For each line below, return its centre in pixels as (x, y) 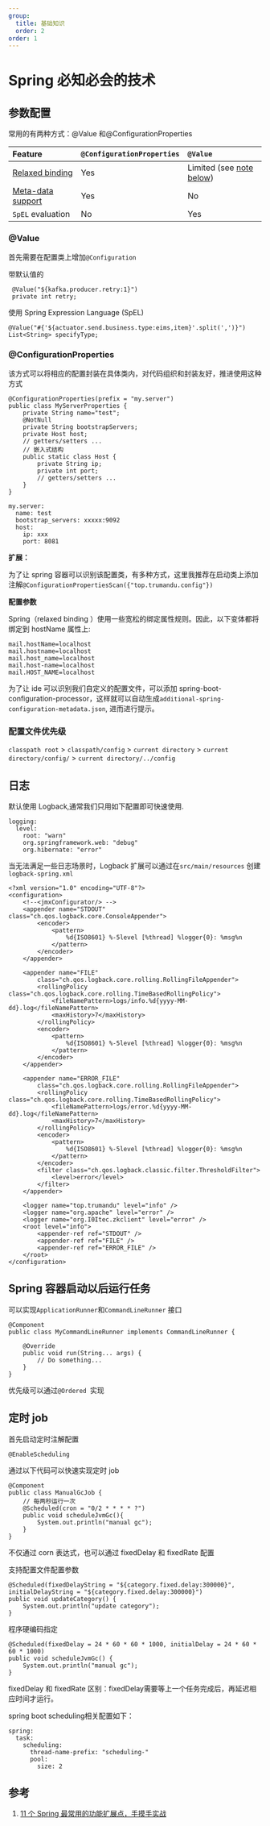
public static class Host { (70, 456)
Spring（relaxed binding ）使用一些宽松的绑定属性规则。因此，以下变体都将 (134, 618)
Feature (27, 154)
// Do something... (70, 1360)
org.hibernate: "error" (63, 850)
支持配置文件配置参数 (43, 1570)
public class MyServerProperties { (68, 406)
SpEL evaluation (41, 214)
